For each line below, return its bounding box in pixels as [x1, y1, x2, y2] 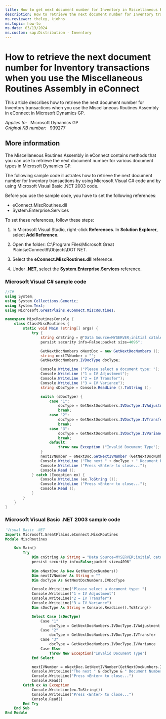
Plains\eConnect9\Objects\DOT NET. [12, 246, 87, 252]
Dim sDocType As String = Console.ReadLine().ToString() [31, 605, 152, 610]
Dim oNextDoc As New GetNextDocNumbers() [31, 569, 119, 574]
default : [49, 440, 68, 445]
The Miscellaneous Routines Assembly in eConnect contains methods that [5, 152, 157, 158]
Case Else [40, 646, 61, 651]
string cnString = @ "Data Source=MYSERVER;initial [40, 335, 147, 340]
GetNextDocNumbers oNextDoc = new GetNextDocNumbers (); [40, 348, 161, 354]
